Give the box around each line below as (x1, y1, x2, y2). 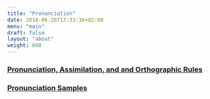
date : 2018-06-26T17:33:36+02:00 (7, 16, 104, 23)
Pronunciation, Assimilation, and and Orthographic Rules (7, 65, 203, 74)
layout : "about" (7, 36, 54, 43)
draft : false (7, 29, 45, 36)
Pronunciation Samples (7, 83, 88, 93)
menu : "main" (7, 23, 45, 30)
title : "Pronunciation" (7, 10, 76, 17)
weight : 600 (7, 42, 42, 49)
